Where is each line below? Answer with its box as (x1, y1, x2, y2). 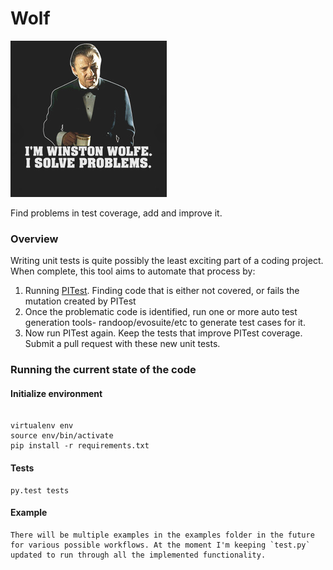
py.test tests (10, 485, 70, 496)
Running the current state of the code (10, 363, 197, 377)
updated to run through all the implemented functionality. (10, 550, 267, 560)
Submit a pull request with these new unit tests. (24, 338, 221, 350)
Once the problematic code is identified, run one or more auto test (24, 306, 298, 318)
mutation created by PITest (24, 295, 137, 307)
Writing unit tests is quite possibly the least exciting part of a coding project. (10, 255, 324, 267)
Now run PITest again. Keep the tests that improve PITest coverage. (24, 327, 303, 339)
